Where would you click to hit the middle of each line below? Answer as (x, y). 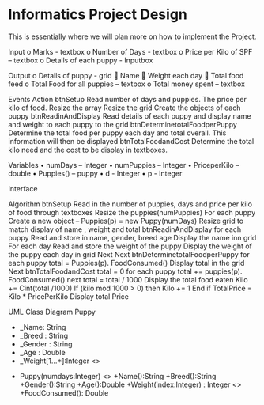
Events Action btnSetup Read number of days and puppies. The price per (127, 99)
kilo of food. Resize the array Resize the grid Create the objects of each (124, 108)
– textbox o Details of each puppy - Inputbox (81, 60)
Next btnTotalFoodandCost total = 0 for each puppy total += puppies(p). (125, 271)
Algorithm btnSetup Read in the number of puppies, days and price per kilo (130, 204)
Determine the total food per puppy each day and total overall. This (117, 133)
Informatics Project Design (98, 15)
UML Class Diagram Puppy (52, 312)
